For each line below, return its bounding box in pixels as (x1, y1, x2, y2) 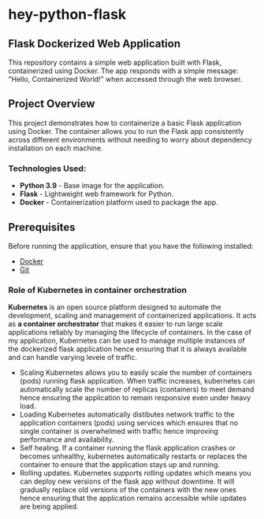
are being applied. (19, 502, 79, 511)
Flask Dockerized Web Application (8, 37, 181, 50)
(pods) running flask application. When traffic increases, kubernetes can (19, 376, 255, 386)
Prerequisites (8, 221, 76, 234)
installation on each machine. (8, 143, 104, 153)
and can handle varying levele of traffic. (8, 353, 138, 362)
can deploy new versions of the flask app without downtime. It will (19, 476, 235, 486)
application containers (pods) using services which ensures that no (19, 418, 239, 428)
